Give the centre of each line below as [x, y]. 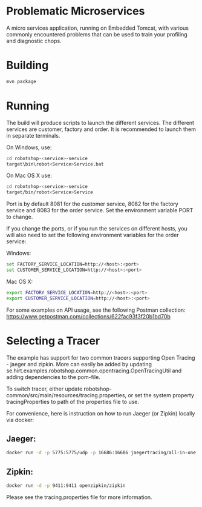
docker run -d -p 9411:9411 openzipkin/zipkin [66, 486]
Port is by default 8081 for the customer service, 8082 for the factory [92, 204]
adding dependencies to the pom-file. [54, 377]
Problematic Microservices [76, 11]
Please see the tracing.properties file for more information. [79, 497]
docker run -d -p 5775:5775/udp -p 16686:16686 [67, 453]
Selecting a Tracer [53, 341]
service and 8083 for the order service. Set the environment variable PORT [100, 210]
